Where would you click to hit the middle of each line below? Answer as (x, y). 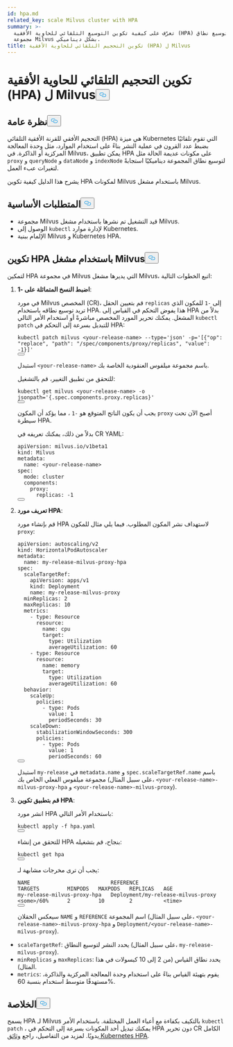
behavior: (38, 690)
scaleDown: (46, 726)
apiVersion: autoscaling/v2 (58, 544)
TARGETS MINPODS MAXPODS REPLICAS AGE (95, 889)
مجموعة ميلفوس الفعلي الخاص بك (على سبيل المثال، (86, 779)
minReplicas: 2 (46, 598)
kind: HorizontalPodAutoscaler (62, 550)
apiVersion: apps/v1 (60, 580)
